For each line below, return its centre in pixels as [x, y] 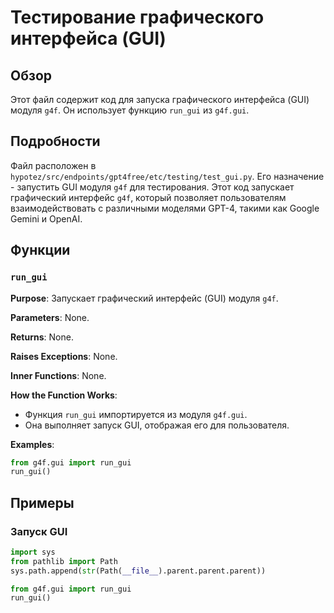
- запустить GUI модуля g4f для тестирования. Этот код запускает [152, 187]
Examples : [32, 444]
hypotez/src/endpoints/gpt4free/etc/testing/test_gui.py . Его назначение [167, 176]
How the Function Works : [64, 395]
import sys [33, 552]
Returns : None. [42, 337]
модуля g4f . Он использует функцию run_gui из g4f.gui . [130, 110]
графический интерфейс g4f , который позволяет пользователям [148, 197]
